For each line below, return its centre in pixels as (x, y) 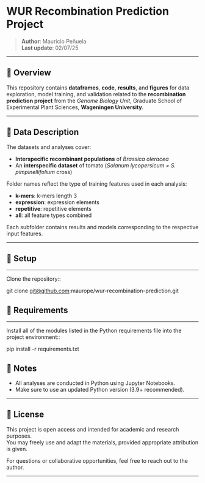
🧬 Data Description (43, 132)
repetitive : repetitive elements (53, 208)
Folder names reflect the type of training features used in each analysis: (97, 184)
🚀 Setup (22, 258)
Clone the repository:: (34, 279)
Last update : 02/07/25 (50, 48)
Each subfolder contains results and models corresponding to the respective (103, 227)
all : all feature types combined (53, 215)
